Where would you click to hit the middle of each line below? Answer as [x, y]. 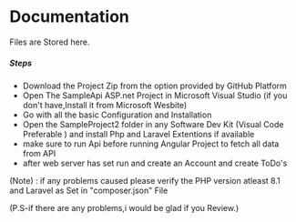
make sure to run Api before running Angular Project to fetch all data [151, 144]
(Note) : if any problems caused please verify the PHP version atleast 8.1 [145, 180]
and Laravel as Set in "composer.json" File [89, 190]
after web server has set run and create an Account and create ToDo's [155, 163]
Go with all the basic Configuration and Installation [117, 115]
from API [39, 153]
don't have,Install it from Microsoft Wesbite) [105, 105]
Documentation [70, 17]
